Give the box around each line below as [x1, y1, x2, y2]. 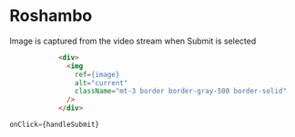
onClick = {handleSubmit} [9, 120, 100, 130]
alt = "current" [74, 78, 128, 87]
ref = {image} [74, 70, 120, 79]
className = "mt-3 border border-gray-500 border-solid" [74, 87, 287, 96]
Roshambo [9, 5, 93, 26]
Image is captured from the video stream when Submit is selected [9, 35, 257, 46]
